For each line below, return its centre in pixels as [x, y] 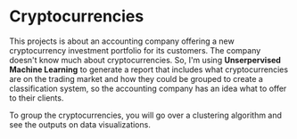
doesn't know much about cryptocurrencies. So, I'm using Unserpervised [145, 60]
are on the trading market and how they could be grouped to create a [136, 78]
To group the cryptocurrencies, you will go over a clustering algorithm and [146, 115]
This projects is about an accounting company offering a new [122, 41]
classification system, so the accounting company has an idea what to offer [148, 88]
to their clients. [37, 98]
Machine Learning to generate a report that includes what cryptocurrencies [148, 69]
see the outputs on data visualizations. [80, 124]
